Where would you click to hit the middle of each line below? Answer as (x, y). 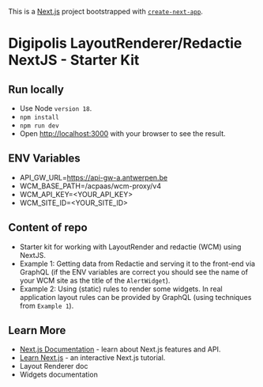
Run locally (36, 89)
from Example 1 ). (47, 305)
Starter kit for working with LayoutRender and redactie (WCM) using (130, 247)
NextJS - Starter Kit (74, 61)
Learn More (37, 330)
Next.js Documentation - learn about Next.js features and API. (120, 349)
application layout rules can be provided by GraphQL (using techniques (135, 297)
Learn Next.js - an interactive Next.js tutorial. (92, 358)
